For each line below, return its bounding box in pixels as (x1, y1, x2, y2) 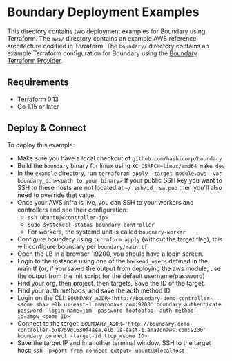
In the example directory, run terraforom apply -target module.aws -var (17, 169, 222, 177)
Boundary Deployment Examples (7, 4, 200, 20)
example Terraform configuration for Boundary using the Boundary (7, 49, 197, 57)
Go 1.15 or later (17, 102, 59, 111)
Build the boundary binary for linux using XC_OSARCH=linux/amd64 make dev (17, 161, 225, 169)
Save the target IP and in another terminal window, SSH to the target (17, 338, 211, 346)
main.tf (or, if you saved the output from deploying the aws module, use (17, 264, 221, 272)
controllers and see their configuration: (17, 205, 128, 214)
